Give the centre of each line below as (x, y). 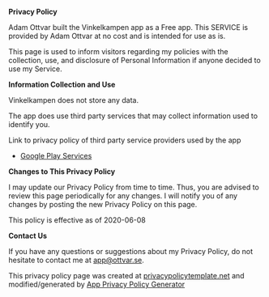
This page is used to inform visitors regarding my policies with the (118, 51)
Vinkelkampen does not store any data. (74, 100)
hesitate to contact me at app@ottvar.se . (76, 260)
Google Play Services (56, 156)
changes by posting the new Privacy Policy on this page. (103, 204)
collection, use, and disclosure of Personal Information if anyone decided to (134, 60)
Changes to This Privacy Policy (62, 172)
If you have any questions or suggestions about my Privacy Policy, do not (131, 251)
